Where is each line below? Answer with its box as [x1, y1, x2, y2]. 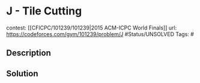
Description [6, 48, 51, 58]
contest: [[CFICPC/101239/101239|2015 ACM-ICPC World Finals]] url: [6, 24, 177, 31]
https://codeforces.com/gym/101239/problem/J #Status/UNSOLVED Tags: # [6, 30, 194, 37]
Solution [6, 68, 38, 79]
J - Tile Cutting [6, 4, 82, 18]
